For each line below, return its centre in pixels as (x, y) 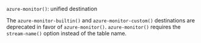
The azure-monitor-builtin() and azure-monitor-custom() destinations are (101, 20)
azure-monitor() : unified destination (52, 9)
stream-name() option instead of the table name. (67, 33)
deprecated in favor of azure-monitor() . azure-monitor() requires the (94, 27)
